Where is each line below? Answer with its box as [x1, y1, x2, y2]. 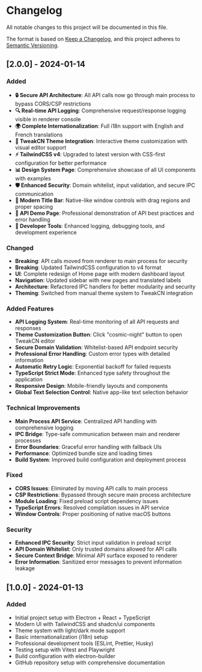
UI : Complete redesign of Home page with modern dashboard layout [14, 270, 185, 277]
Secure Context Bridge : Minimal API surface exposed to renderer [14, 552, 178, 559]
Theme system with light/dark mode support [14, 627, 126, 634]
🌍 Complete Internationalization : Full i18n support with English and [14, 122, 184, 130]
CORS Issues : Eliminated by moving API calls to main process [14, 484, 168, 492]
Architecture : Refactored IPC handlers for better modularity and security [14, 283, 196, 290]
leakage [14, 565, 35, 572]
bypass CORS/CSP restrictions [14, 100, 91, 107]
